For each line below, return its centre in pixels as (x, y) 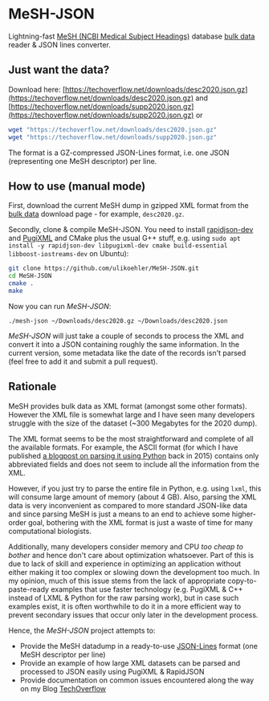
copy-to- (242, 581)
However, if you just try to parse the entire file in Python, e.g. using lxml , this (135, 488)
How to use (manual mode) (77, 186)
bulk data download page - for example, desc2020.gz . (96, 214)
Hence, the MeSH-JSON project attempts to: (82, 630)
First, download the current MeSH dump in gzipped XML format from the (128, 206)
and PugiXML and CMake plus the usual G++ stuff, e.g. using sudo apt (124, 238)
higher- (244, 514)
